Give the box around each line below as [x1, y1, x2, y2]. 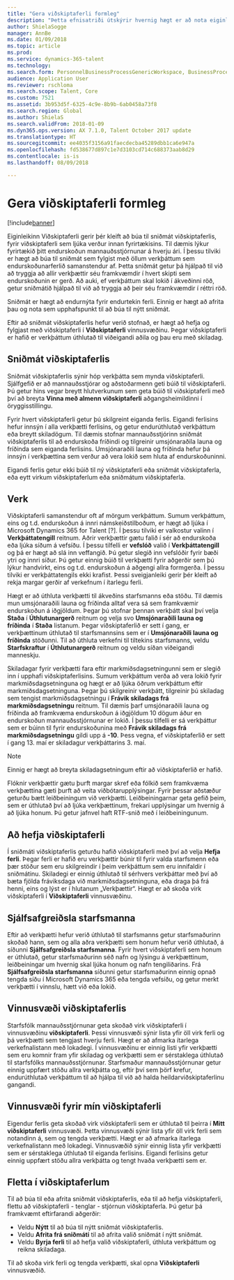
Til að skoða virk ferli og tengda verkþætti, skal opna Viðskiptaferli [7, 1259, 200, 1267]
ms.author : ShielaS [7, 114, 64, 121]
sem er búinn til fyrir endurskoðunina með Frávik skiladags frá [7, 724, 187, 732]
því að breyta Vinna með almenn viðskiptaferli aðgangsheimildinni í [7, 394, 203, 402]
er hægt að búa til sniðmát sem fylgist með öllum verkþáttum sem [7, 254, 195, 262]
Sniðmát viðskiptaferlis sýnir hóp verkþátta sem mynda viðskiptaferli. [7, 372, 205, 380]
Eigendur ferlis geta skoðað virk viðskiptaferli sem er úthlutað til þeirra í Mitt [7, 1119, 225, 1127]
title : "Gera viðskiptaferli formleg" [7, 10, 120, 17]
